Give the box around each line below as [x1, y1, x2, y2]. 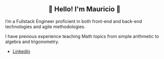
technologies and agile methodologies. [5, 23, 86, 29]
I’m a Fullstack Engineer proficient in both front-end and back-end [5, 18, 142, 24]
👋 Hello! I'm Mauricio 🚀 [48, 5, 121, 13]
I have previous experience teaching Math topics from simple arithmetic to [5, 33, 159, 39]
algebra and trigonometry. [5, 38, 59, 44]
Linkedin [12, 48, 31, 54]
